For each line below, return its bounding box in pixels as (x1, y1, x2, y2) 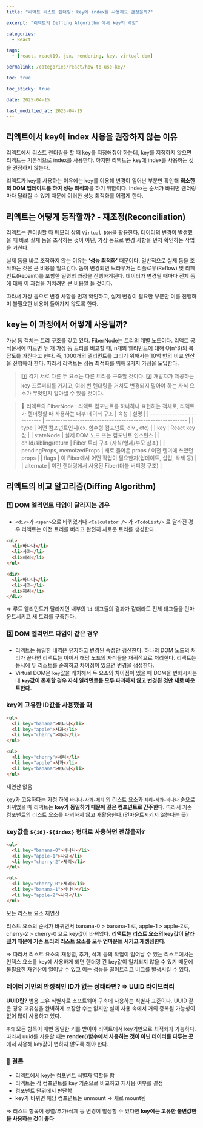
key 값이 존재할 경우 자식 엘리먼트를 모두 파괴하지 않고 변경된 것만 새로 (21, 677, 184, 684)
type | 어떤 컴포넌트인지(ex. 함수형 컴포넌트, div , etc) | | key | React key (21, 424, 196, 431)
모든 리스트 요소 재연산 (6, 909, 60, 916)
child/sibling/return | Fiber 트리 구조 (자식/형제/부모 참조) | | (21, 439, 165, 446)
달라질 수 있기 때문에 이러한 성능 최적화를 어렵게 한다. (17, 192, 144, 200)
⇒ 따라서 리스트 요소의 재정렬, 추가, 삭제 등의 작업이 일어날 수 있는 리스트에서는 (6, 950, 194, 958)
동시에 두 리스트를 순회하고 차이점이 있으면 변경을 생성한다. (15, 662, 155, 669)
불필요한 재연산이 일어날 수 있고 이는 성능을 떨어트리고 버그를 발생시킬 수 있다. (6, 965, 191, 973)
